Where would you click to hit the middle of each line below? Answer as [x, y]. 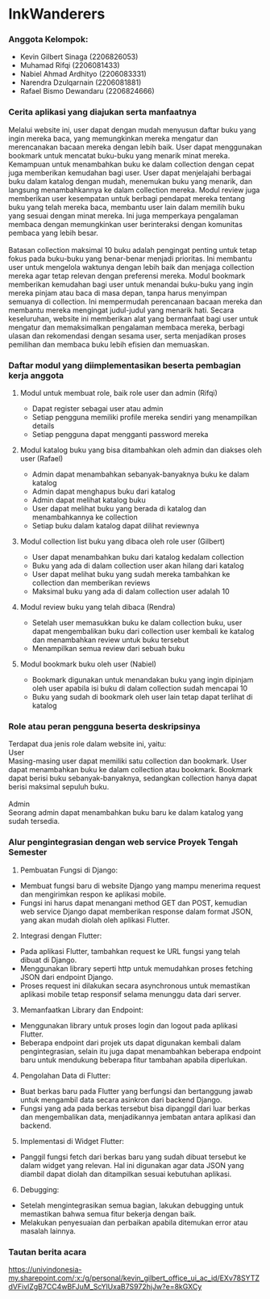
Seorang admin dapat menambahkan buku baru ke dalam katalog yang [126, 813]
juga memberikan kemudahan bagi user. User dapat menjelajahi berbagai [130, 172]
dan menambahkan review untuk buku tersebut [110, 640]
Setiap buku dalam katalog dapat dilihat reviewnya [116, 526]
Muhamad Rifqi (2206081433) [70, 65]
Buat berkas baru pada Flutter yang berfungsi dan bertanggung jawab [136, 1091]
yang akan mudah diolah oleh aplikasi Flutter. [95, 920]
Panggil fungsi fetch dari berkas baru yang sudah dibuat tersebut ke [133, 1157]
